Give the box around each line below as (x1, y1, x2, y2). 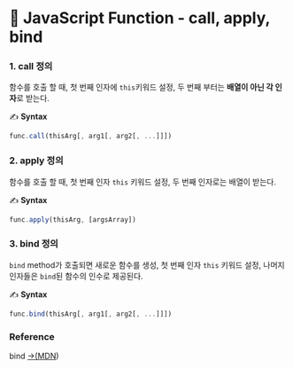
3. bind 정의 (9, 238, 59, 250)
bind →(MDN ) (9, 350, 59, 361)
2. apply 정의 (9, 154, 64, 167)
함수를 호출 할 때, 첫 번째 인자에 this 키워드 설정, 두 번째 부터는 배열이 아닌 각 (9, 82, 274, 92)
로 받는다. (16, 93, 50, 104)
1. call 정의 (9, 60, 53, 73)
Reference (9, 330, 55, 342)
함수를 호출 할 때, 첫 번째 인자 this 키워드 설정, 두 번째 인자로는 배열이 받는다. (9, 177, 277, 187)
